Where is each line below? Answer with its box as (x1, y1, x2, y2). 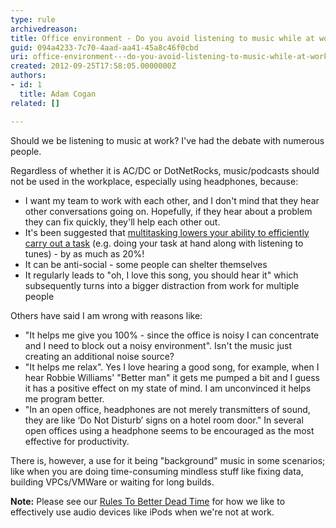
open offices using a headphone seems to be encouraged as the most (24, 424, 315, 436)
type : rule (10, 14, 56, 25)
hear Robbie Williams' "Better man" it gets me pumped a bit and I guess (24, 371, 320, 383)
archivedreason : (10, 24, 78, 34)
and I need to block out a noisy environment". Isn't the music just (24, 339, 293, 351)
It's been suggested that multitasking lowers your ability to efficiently (24, 226, 310, 238)
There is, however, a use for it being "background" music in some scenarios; (10, 454, 326, 466)
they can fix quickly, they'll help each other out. (24, 216, 221, 228)
